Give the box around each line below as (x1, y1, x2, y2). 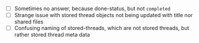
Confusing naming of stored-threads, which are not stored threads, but (14, 25, 189, 32)
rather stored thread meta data (14, 31, 90, 38)
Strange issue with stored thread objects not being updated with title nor (14, 12, 193, 19)
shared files (14, 18, 44, 25)
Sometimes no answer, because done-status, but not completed (14, 5, 171, 12)
